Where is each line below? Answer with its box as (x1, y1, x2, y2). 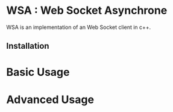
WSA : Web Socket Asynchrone (6, 4, 168, 17)
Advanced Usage (6, 93, 95, 106)
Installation (6, 41, 49, 51)
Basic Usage (6, 65, 70, 79)
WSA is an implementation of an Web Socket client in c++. (6, 23, 151, 31)
